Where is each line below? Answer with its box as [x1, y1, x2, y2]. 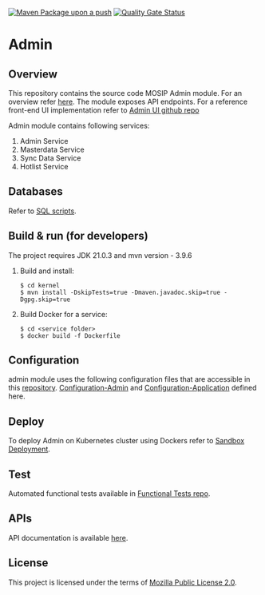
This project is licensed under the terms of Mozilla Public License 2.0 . [8, 577, 237, 587]
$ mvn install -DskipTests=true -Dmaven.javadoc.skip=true [19, 288, 221, 296]
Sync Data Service [19, 153, 81, 163]
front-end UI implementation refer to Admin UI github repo [8, 105, 200, 115]
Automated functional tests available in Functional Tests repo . [8, 489, 211, 498]
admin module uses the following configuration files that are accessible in [8, 375, 251, 384]
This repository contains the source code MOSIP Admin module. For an [8, 89, 243, 97]
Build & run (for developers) [8, 229, 149, 243]
